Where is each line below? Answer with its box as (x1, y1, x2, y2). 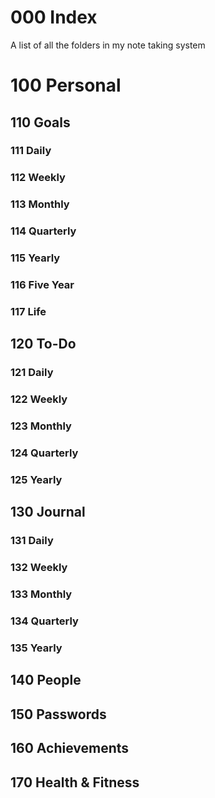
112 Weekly (10, 171, 66, 185)
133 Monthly (10, 587, 73, 601)
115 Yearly (10, 251, 61, 265)
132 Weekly (10, 561, 68, 575)
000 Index (10, 6, 98, 29)
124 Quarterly (10, 446, 79, 460)
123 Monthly (10, 419, 72, 433)
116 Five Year (10, 278, 75, 292)
